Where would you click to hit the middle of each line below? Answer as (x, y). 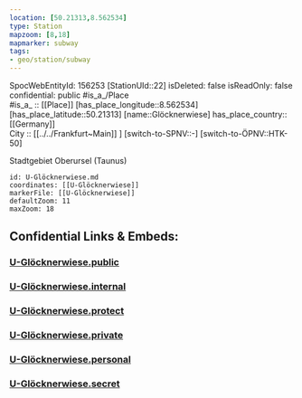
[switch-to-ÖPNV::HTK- (244, 133)
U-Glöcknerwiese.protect (67, 311)
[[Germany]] (33, 124)
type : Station (36, 26)
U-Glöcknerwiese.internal (68, 287)
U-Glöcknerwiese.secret (65, 384)
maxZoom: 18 (32, 209)
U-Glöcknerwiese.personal (70, 360)
